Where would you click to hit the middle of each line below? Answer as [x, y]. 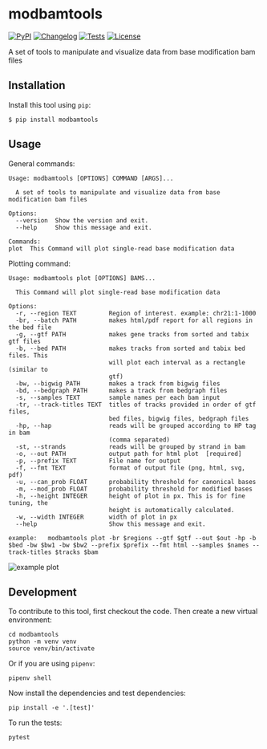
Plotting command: [39, 263]
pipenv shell [30, 678]
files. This [28, 355]
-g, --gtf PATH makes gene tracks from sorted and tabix [132, 334]
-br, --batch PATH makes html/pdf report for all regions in [134, 320]
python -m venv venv [43, 642]
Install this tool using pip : [50, 104]
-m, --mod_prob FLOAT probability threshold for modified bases [134, 489]
